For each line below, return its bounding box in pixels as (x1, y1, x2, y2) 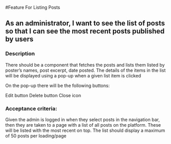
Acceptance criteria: (5, 105, 58, 112)
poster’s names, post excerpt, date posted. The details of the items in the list (5, 67, 166, 73)
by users (5, 35, 34, 44)
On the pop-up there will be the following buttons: (5, 82, 110, 89)
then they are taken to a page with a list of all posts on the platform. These (5, 122, 161, 128)
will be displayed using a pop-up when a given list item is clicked (5, 72, 141, 78)
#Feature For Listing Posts (5, 5, 60, 10)
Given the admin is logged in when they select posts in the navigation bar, (5, 117, 160, 123)
